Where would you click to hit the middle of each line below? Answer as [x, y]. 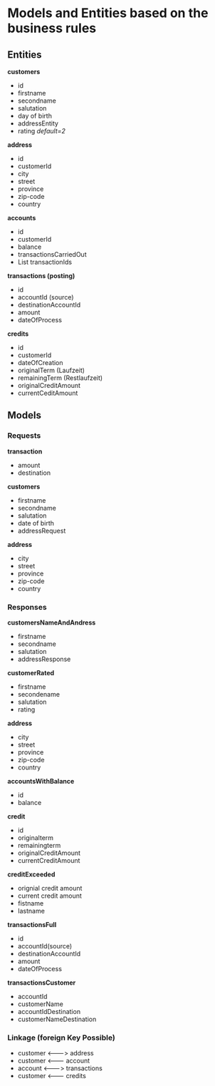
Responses [27, 607]
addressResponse [44, 659]
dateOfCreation [40, 363]
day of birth [35, 116]
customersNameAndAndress [52, 623]
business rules [52, 28]
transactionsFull [32, 924]
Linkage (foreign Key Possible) [62, 1038]
